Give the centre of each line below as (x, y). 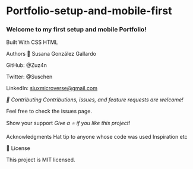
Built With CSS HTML (32, 42)
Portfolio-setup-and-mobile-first (89, 11)
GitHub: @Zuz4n (27, 65)
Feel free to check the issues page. (49, 111)
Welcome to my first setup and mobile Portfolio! (76, 30)
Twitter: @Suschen (29, 77)
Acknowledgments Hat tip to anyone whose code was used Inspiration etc (97, 137)
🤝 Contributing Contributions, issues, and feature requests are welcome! (95, 100)
